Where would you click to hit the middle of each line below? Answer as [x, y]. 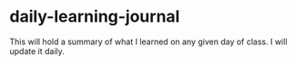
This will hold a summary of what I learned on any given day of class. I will [148, 42]
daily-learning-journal [95, 17]
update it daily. [37, 51]
